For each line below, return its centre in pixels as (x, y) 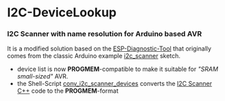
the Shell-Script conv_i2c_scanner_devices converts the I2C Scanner (115, 84)
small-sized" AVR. (43, 76)
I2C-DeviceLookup (62, 13)
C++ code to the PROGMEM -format (68, 91)
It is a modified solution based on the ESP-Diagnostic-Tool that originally (109, 48)
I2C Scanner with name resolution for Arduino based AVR (105, 34)
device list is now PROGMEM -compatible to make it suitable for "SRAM (117, 69)
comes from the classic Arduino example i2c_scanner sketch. (94, 56)
